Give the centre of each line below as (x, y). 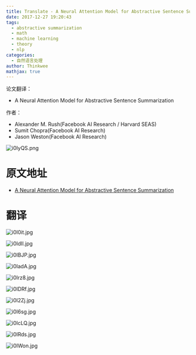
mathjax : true (23, 71)
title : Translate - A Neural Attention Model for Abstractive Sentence (95, 11)
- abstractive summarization (47, 28)
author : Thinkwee (27, 66)
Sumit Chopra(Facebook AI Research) (60, 131)
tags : (13, 22)
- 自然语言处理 (27, 60)
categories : (20, 55)
